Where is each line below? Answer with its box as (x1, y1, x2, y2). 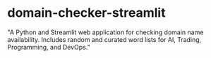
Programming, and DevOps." (7, 43, 90, 51)
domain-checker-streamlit (7, 5, 166, 21)
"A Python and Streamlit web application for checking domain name (7, 28, 204, 36)
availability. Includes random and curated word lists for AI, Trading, (7, 35, 202, 43)
